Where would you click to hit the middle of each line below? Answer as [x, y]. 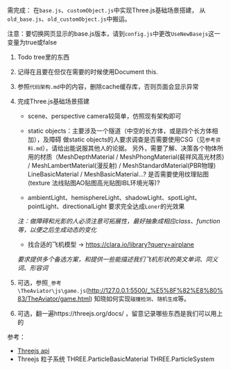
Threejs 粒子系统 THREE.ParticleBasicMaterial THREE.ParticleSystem [116, 359]
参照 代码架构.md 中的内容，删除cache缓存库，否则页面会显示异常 [108, 86]
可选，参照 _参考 [39, 283]
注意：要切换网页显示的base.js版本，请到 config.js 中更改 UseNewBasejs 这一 [114, 34]
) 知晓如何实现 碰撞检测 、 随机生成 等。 [140, 298]
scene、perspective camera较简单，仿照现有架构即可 [104, 116]
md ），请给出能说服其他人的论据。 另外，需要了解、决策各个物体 [126, 148]
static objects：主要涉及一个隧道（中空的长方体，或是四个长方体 [120, 131]
